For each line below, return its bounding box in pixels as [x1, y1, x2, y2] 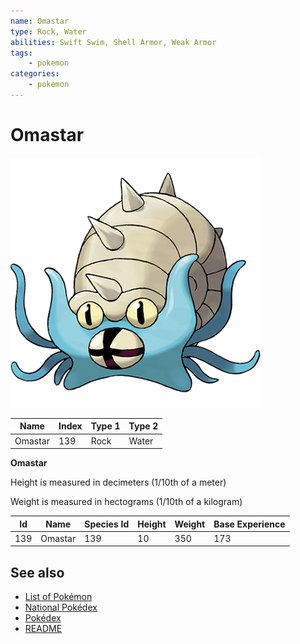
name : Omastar [10, 16, 70, 26]
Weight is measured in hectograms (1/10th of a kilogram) [10, 496, 243, 508]
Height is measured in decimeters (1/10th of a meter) [10, 476, 227, 489]
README [24, 623, 63, 635]
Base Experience [213, 518, 286, 530]
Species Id [84, 518, 130, 530]
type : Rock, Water [10, 26, 87, 37]
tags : [10, 48, 33, 58]
